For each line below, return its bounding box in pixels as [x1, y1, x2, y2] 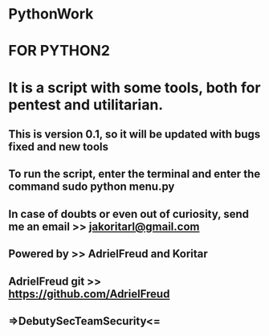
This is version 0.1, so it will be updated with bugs [8, 127, 261, 141]
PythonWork [8, 5, 94, 23]
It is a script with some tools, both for [8, 78, 261, 96]
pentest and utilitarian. [8, 96, 164, 113]
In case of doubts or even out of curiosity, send [8, 207, 249, 221]
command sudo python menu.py [8, 180, 175, 194]
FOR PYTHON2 [8, 42, 111, 60]
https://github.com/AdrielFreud [8, 287, 170, 301]
